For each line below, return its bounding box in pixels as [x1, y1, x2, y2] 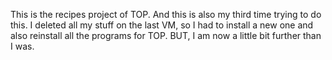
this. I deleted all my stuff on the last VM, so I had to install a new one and [10, 19, 314, 31]
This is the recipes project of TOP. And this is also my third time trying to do [10, 9, 322, 20]
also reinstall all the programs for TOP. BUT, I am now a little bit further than [10, 30, 322, 41]
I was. [10, 40, 35, 52]
